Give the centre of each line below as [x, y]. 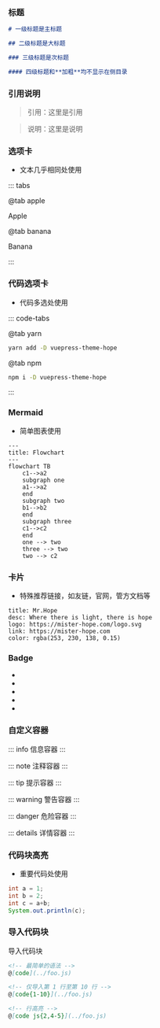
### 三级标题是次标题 [38, 58]
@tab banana [30, 231]
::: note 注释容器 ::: [38, 766]
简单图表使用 [40, 431]
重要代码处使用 [44, 873]
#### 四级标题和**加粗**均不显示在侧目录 [68, 72]
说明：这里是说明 [55, 129]
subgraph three [47, 521]
